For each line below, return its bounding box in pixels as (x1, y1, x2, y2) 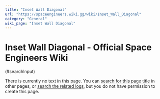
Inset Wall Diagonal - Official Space (5, 42, 152, 53)
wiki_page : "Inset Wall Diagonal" (5, 21, 76, 26)
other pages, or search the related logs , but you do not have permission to (5, 83, 156, 89)
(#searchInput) (5, 69, 35, 74)
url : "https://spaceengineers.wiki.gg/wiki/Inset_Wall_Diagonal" (5, 12, 141, 17)
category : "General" (5, 16, 48, 21)
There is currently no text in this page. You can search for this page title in (5, 78, 155, 84)
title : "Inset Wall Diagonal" (5, 7, 67, 12)
